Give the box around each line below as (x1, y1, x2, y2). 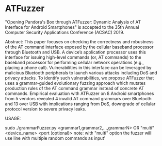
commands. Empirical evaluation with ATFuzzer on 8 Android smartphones (5, 91, 154, 96)
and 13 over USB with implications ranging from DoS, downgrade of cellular (5, 101, 156, 107)
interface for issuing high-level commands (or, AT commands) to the (5, 54, 142, 60)
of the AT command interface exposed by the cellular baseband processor (5, 44, 154, 50)
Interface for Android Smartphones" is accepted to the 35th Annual (5, 24, 139, 30)
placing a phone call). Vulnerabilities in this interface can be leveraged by (5, 64, 152, 71)
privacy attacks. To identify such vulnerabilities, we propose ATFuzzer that (5, 75, 154, 81)
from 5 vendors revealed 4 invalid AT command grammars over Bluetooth (5, 95, 152, 101)
